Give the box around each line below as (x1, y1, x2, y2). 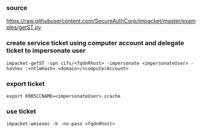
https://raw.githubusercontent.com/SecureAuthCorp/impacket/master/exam (6, 18, 196, 25)
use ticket (6, 107, 36, 115)
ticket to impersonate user (6, 47, 86, 55)
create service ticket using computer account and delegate (6, 39, 184, 47)
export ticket (6, 79, 45, 88)
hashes (6, 65, 23, 71)
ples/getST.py (6, 24, 41, 31)
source (6, 4, 28, 12)
